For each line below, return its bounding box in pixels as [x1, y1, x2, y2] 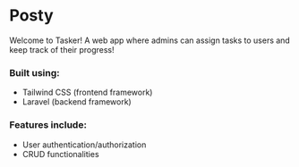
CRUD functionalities [21, 148, 100, 159]
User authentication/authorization [21, 139, 147, 150]
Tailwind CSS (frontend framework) [21, 87, 153, 98]
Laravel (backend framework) [21, 96, 132, 107]
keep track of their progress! [9, 44, 115, 54]
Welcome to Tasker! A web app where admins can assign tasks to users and [9, 35, 291, 46]
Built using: [9, 66, 60, 79]
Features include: [9, 119, 88, 131]
